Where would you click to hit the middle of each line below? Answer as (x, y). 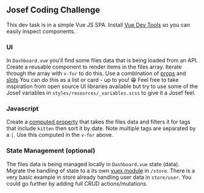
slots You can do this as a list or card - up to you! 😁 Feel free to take (93, 80)
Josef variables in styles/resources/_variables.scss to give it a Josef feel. (101, 93)
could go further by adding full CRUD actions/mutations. (77, 183)
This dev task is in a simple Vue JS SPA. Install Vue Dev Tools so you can (98, 24)
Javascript (23, 109)
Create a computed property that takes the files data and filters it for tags (98, 122)
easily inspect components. (41, 31)
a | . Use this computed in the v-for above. (60, 135)
